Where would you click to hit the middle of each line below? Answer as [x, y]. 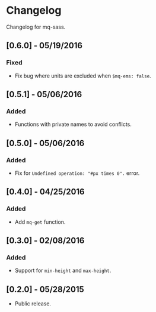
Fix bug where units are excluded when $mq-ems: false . [83, 76]
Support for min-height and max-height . [63, 271]
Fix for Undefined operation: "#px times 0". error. [77, 173]
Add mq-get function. [40, 222]
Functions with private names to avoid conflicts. [73, 124]
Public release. [33, 304]
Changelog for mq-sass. [36, 27]
